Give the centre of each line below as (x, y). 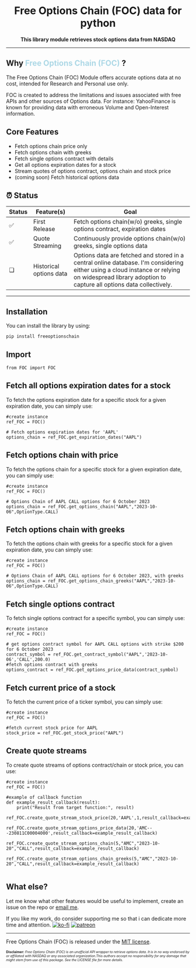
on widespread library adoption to (120, 277)
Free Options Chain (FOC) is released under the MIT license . (78, 941)
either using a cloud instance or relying (127, 270)
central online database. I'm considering (129, 263)
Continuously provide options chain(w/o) (130, 239)
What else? (27, 887)
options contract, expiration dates (120, 229)
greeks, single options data (111, 246)
